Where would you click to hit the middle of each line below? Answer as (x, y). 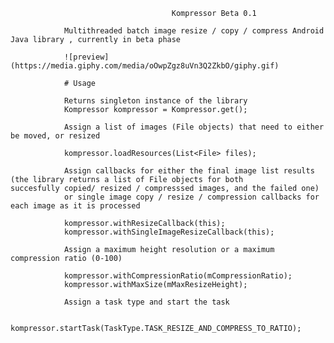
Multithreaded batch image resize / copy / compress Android (194, 31)
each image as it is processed (75, 206)
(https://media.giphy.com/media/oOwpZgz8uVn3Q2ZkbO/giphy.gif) (145, 66)
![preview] (86, 57)
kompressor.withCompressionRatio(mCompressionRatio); (178, 276)
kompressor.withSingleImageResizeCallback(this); (169, 232)
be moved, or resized (55, 136)
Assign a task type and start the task (146, 302)
